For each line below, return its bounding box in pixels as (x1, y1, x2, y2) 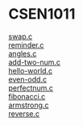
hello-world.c (8, 65, 53, 75)
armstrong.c (8, 100, 49, 110)
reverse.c (8, 108, 40, 118)
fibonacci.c (8, 91, 46, 101)
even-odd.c (8, 74, 47, 84)
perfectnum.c (8, 82, 54, 93)
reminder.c (8, 40, 44, 49)
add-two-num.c (8, 57, 61, 67)
